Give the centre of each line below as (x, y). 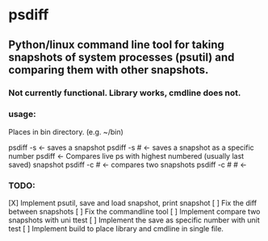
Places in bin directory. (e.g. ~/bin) (66, 131)
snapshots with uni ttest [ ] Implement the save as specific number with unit (134, 220)
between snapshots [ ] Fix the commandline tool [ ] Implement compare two (134, 212)
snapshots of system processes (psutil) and (121, 57)
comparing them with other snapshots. (109, 70)
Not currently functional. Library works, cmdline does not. (125, 93)
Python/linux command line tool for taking (116, 45)
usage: (22, 114)
